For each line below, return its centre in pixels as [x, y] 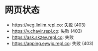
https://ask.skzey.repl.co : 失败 [43, 37]
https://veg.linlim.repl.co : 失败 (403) [49, 25]
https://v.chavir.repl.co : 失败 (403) [47, 31]
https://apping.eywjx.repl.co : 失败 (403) [53, 43]
